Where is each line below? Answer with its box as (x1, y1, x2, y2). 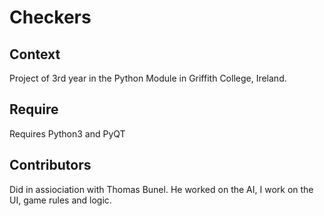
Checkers (9, 6, 92, 29)
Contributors (9, 157, 92, 174)
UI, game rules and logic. (9, 194, 112, 206)
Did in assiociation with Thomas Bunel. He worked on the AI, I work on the (9, 183, 314, 195)
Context (9, 46, 61, 63)
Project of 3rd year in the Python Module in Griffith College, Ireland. (9, 72, 287, 84)
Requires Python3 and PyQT (9, 127, 126, 140)
